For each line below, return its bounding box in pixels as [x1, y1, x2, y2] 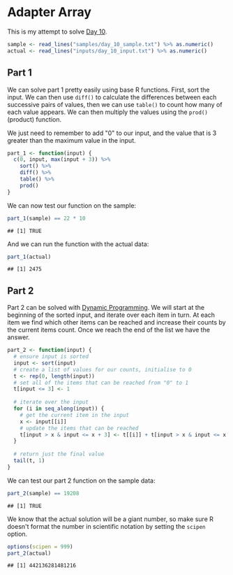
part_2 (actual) [7, 550, 52, 557]
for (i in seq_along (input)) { [13, 405, 105, 413]
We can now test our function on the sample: [7, 201, 137, 210]
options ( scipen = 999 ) [7, 543, 73, 550]
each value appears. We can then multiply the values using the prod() [7, 108, 208, 116]
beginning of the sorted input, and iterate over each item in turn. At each [7, 311, 215, 319]
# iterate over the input [13, 399, 89, 406]
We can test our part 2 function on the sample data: [7, 476, 156, 485]
